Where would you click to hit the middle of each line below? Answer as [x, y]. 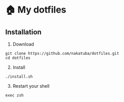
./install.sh [19, 77]
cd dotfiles [18, 58]
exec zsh [14, 95]
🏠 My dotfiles [36, 10]
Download [23, 44]
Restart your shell [31, 86]
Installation [23, 32]
